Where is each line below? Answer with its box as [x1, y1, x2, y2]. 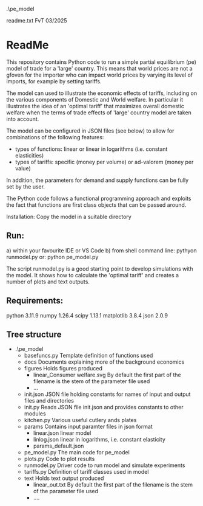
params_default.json [33, 442, 84, 449]
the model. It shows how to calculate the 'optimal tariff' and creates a [6, 271, 179, 279]
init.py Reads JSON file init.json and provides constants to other [24, 404, 184, 411]
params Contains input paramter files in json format [24, 423, 153, 431]
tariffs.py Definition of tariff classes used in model [24, 468, 149, 476]
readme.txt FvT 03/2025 [6, 17, 68, 24]
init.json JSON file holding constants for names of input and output [24, 390, 191, 398]
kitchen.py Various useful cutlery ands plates [24, 417, 137, 424]
